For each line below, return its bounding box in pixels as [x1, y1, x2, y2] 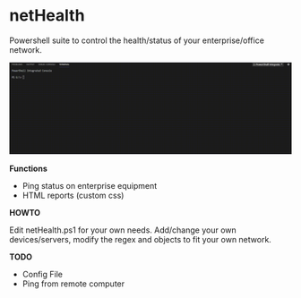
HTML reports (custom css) [21, 190, 125, 200]
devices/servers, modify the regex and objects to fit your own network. [9, 234, 271, 244]
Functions [9, 163, 47, 174]
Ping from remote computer [21, 278, 125, 289]
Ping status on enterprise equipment [21, 180, 158, 191]
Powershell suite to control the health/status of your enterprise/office [9, 35, 264, 46]
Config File [21, 268, 63, 279]
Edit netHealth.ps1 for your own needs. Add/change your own [9, 225, 237, 235]
